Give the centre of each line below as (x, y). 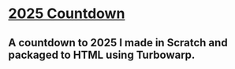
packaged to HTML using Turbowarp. (102, 54)
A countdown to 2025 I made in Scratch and (118, 43)
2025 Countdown (67, 14)
